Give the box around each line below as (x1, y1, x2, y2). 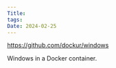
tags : (7, 16, 23, 23)
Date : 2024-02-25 (7, 22, 57, 29)
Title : (7, 10, 26, 17)
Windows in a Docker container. (7, 54, 97, 63)
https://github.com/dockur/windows (7, 41, 109, 50)
